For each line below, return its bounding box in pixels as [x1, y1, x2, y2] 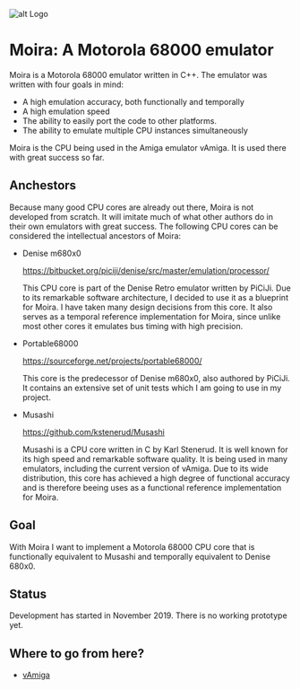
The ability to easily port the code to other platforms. [21, 115, 218, 126]
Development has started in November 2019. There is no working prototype [9, 610, 288, 621]
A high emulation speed [21, 106, 110, 117]
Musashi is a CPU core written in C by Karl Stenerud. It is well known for [21, 444, 288, 455]
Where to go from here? [9, 646, 145, 661]
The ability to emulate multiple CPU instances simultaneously [21, 125, 249, 135]
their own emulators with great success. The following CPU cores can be [9, 221, 279, 231]
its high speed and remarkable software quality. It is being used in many [21, 453, 288, 464]
